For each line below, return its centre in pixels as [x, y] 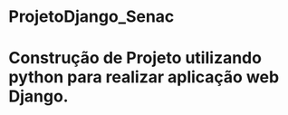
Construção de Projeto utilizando [135, 58]
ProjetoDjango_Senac [91, 17]
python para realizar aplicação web [144, 77]
